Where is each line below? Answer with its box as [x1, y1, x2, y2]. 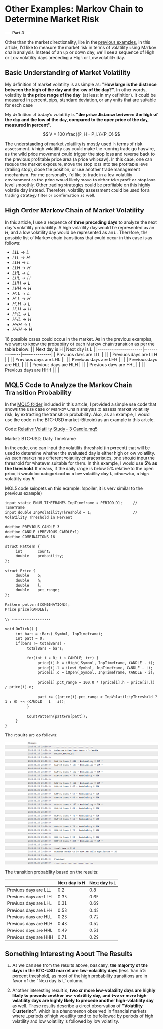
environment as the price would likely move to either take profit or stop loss [5, 177, 156, 182]
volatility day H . [5, 476, 36, 482]
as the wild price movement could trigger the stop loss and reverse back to [5, 151, 155, 157]
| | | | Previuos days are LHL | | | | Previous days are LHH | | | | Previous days [5, 357, 158, 362]
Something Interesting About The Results [5, 949, 133, 958]
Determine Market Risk [5, 14, 99, 25]
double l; [16, 583, 42, 588]
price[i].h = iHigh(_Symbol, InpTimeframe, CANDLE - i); [37, 661, 155, 666]
